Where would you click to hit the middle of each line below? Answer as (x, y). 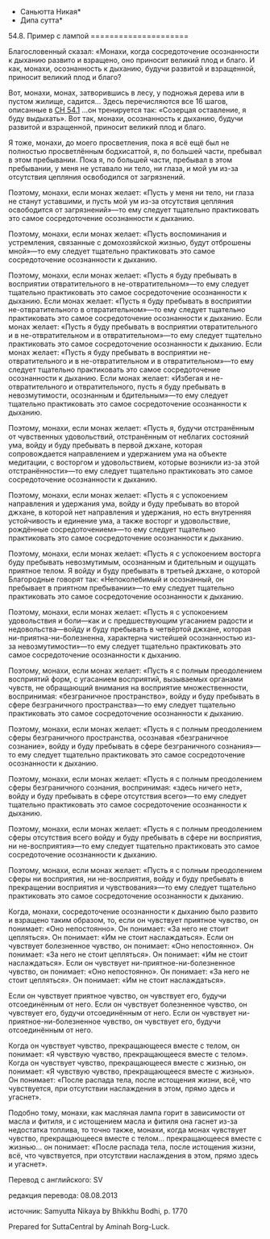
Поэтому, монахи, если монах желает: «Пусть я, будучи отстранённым (131, 428)
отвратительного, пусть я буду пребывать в (151, 387)
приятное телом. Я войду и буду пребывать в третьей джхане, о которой (134, 571)
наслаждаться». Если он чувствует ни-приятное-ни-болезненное (122, 963)
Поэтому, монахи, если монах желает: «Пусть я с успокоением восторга (135, 553)
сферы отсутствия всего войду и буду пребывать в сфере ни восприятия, (135, 837)
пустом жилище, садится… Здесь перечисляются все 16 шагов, (118, 101)
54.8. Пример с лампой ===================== (99, 36)
